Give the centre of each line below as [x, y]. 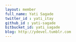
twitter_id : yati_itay [29, 18]
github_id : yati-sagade [30, 23]
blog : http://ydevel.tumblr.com [38, 32]
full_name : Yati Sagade [29, 14]
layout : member [21, 9]
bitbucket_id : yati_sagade [33, 28]
